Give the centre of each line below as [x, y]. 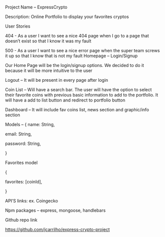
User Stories [18, 26]
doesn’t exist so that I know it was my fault [48, 41]
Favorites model [21, 163]
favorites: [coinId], [24, 182]
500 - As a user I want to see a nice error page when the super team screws [82, 51]
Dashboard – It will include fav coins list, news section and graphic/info [77, 110]
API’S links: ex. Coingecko [32, 201]
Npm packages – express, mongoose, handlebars [55, 210]
